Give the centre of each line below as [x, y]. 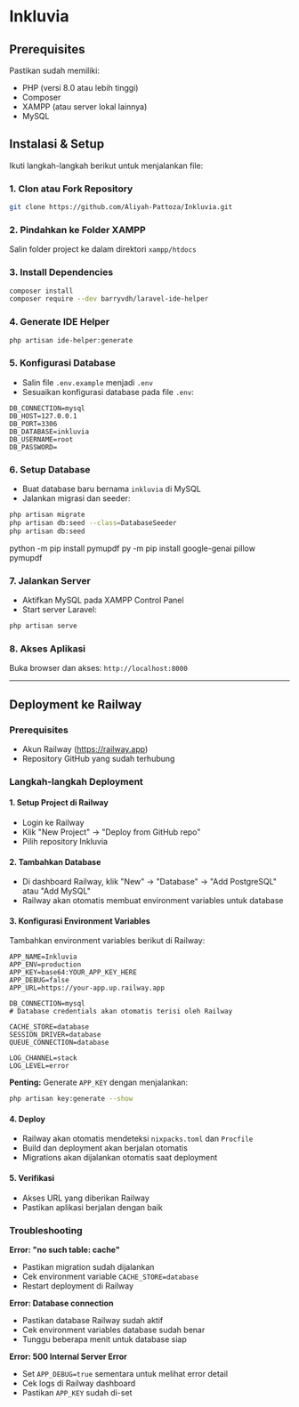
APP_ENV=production [45, 965]
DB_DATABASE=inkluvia [49, 432]
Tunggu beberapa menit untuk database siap [104, 1339]
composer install [41, 291]
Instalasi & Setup [57, 144]
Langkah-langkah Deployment [77, 781]
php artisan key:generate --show [71, 1099]
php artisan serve [43, 626]
